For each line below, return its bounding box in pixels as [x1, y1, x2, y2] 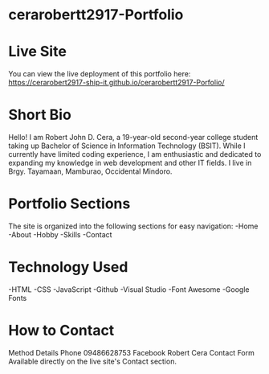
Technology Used [8, 258, 128, 277]
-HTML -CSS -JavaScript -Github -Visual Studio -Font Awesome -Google [8, 284, 250, 294]
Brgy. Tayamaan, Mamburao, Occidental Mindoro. [8, 166, 173, 176]
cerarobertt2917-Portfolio [8, 6, 184, 24]
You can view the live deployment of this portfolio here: [8, 69, 191, 79]
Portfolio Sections [8, 195, 131, 213]
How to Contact [8, 322, 115, 339]
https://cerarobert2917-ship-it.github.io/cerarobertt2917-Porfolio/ [8, 78, 225, 88]
